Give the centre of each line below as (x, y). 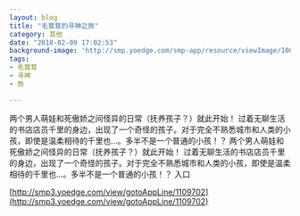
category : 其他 (36, 34)
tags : (19, 59)
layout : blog (33, 17)
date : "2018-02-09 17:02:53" (63, 42)
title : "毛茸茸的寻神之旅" (54, 26)
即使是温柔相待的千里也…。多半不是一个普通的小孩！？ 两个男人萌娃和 (154, 140)
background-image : (43, 51)
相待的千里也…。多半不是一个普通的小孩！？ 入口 (100, 174)
